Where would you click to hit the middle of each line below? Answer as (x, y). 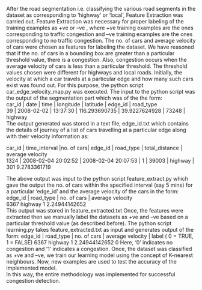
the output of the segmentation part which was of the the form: (84, 98)
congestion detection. (33, 281)
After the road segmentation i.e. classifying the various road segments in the (101, 9)
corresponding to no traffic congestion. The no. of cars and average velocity (101, 41)
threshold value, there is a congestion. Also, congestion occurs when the (97, 60)
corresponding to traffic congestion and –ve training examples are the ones (99, 34)
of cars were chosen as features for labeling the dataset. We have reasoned (100, 47)
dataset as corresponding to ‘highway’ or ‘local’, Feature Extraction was (95, 15)
